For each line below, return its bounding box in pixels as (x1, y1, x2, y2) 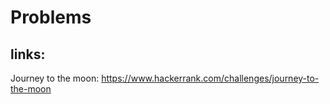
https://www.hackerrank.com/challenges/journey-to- (101, 72, 320, 84)
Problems (10, 6, 92, 29)
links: (10, 46, 46, 63)
